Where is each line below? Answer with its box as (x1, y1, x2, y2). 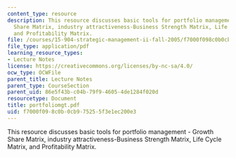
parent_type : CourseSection (7, 82, 90, 89)
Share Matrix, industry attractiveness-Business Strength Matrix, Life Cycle (7, 135, 222, 143)
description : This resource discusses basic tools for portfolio (7, 17, 202, 24)
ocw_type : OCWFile (7, 69, 61, 76)
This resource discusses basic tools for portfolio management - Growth (7, 127, 214, 136)
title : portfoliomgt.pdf (7, 102, 80, 109)
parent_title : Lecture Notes (7, 75, 93, 83)
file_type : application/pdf (7, 43, 90, 50)
